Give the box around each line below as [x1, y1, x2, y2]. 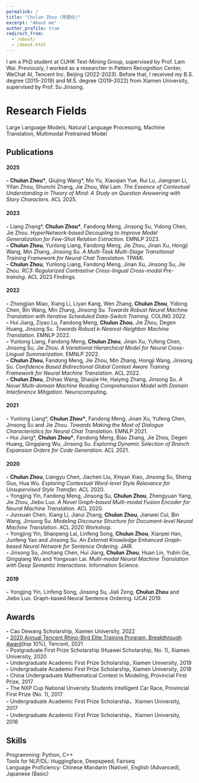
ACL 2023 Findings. [27, 273, 77, 280]
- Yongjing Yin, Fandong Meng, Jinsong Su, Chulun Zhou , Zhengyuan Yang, [6, 492, 192, 499]
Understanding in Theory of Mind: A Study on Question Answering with [6, 189, 181, 196]
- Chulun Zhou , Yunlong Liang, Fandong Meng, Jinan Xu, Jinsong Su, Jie [6, 261, 186, 268]
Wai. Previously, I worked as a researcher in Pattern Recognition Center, [6, 64, 182, 71]
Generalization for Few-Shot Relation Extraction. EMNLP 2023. [6, 235, 160, 242]
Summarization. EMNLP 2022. [26, 350, 100, 357]
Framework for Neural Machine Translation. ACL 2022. [6, 369, 141, 376]
